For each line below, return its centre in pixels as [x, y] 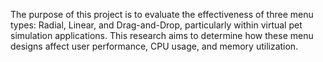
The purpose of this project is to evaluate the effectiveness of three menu [162, 14]
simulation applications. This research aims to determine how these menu [162, 35]
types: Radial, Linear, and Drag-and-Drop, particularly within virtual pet [156, 25]
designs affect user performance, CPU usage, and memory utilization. [154, 46]
